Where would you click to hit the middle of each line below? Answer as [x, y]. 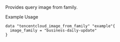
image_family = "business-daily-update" [53, 30]
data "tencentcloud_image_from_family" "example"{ [60, 26]
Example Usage [22, 17]
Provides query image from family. [41, 7]
